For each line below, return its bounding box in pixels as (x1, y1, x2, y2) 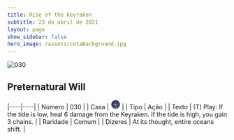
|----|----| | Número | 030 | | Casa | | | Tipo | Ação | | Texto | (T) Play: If (7, 102, 224, 111)
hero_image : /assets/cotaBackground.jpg (7, 40, 127, 48)
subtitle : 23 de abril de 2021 (7, 18, 98, 26)
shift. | (7, 125, 26, 133)
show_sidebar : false (7, 33, 68, 40)
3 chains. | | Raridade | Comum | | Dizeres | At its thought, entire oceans (7, 117, 214, 125)
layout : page (7, 26, 45, 33)
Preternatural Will (7, 81, 86, 93)
